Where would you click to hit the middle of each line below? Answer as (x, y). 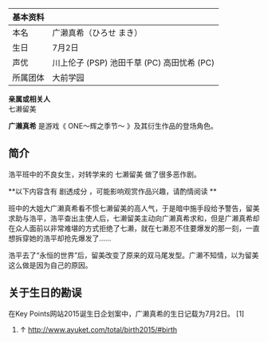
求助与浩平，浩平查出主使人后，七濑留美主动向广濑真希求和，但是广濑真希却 (134, 218)
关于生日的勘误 (45, 293)
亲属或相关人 (29, 99)
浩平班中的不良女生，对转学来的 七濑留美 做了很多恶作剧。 (104, 174)
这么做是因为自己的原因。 (50, 265)
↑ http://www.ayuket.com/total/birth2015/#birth (99, 329)
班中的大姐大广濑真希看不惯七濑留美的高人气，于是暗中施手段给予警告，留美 (134, 208)
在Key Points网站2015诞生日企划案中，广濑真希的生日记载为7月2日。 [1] (126, 313)
